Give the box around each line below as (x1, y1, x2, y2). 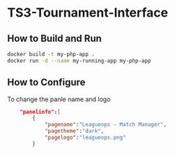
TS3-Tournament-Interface (7, 5, 169, 21)
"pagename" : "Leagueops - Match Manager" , (44, 121, 167, 128)
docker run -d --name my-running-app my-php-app (7, 57, 151, 64)
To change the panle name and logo (7, 95, 111, 103)
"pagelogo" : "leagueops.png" (44, 134, 127, 142)
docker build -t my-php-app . (7, 51, 96, 58)
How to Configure (7, 76, 86, 88)
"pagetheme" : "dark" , (44, 128, 105, 135)
